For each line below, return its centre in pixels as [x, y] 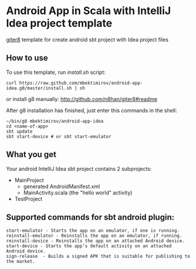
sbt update [19, 131]
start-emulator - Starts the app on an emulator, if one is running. [93, 231]
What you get [31, 155]
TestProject [28, 199]
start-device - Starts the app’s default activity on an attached [89, 246]
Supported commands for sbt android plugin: [90, 217]
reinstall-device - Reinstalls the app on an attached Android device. [95, 241]
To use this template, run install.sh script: [56, 72]
